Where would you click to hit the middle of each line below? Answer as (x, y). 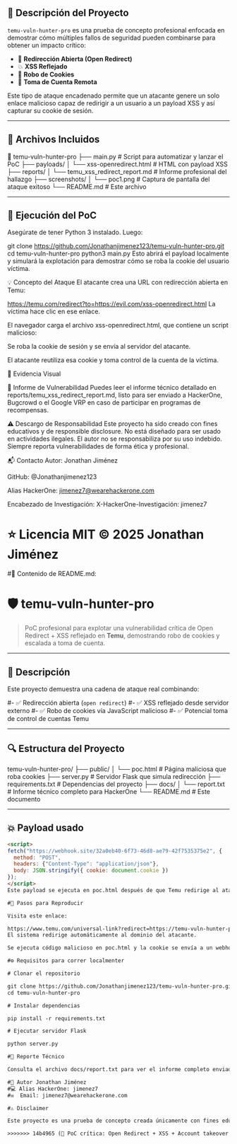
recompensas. (28, 410)
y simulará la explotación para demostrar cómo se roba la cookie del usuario (118, 261)
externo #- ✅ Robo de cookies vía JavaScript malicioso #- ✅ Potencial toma (117, 711)
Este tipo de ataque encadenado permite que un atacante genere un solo (114, 96)
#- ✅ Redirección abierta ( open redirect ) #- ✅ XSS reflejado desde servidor (118, 703)
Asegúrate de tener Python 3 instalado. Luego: (75, 232)
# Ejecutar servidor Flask (47, 1031)
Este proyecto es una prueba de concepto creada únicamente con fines (113, 1121)
